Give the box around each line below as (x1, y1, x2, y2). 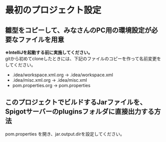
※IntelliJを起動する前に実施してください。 (5, 49, 93, 55)
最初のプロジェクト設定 (5, 4, 102, 16)
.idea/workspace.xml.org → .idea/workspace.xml (12, 72, 113, 78)
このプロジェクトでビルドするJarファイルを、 (5, 98, 147, 107)
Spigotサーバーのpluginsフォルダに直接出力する (5, 108, 155, 116)
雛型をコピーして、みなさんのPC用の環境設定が (5, 26, 152, 34)
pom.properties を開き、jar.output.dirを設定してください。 (5, 131, 125, 137)
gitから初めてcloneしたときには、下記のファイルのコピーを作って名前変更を (5, 56, 162, 61)
